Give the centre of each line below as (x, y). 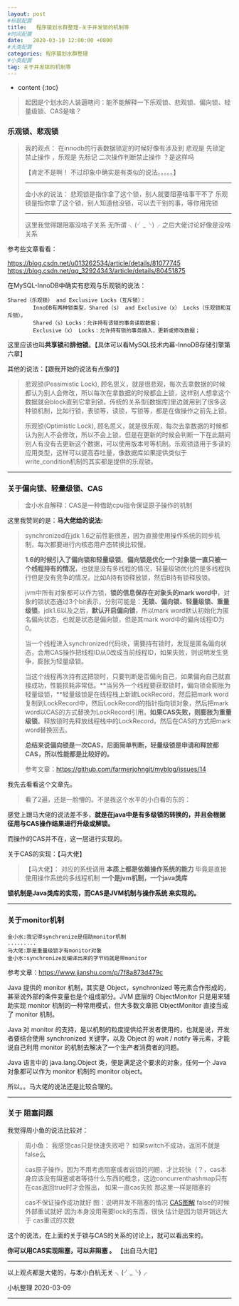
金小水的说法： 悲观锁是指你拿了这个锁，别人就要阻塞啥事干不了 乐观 (126, 194)
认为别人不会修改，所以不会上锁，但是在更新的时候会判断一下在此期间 (128, 434)
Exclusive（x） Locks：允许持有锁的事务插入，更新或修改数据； (117, 330)
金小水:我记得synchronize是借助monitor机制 (67, 937)
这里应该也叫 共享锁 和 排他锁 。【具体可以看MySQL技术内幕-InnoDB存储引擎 (116, 345)
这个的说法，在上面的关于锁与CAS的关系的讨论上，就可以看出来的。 (107, 1235)
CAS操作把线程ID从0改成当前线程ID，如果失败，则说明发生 (136, 653)
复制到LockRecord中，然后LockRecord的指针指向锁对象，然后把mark (127, 703)
